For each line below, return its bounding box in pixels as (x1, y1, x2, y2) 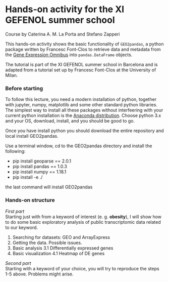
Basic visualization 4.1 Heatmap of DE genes (12, 250, 105, 256)
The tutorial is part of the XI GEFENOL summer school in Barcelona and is (5, 61, 158, 67)
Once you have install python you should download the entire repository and (5, 128, 164, 134)
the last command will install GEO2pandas (5, 184, 93, 190)
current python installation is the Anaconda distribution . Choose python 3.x (5, 112, 161, 118)
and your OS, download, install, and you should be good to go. (5, 118, 135, 124)
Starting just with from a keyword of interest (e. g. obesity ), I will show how (5, 214, 162, 220)
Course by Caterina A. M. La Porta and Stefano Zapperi (5, 31, 120, 37)
